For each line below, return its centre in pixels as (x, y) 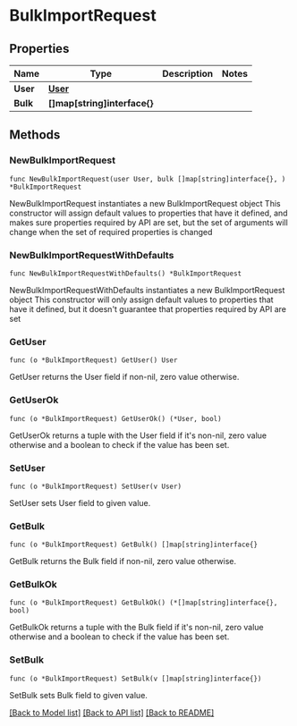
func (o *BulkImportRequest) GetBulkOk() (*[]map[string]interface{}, (144, 603)
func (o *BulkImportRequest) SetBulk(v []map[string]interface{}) (136, 679)
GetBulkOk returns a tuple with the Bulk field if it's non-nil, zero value (136, 628)
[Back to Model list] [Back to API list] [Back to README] (112, 713)
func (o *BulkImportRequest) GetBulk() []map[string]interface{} (133, 545)
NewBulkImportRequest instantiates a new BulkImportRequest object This (145, 203)
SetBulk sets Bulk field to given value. (78, 695)
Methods (35, 135)
